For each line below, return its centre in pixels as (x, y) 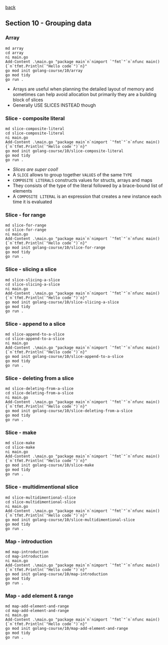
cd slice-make (20, 448)
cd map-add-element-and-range (37, 611)
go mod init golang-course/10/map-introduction (57, 574)
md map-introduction (27, 552)
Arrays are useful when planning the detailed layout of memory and (83, 89)
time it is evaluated (32, 202)
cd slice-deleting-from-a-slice (39, 393)
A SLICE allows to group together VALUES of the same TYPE (72, 174)
